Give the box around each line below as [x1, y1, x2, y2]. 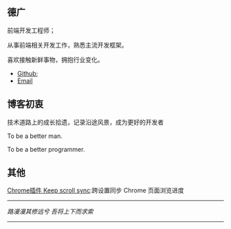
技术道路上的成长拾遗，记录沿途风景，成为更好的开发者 [7, 118, 164, 126]
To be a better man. [7, 132, 63, 140]
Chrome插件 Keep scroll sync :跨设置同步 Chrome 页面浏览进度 [7, 186, 184, 195]
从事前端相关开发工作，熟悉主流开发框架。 [7, 41, 128, 49]
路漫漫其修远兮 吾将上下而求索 [7, 208, 93, 216]
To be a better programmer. [7, 145, 85, 153]
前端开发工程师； [7, 26, 56, 34]
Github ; [16, 69, 38, 77]
